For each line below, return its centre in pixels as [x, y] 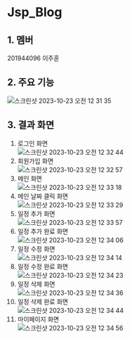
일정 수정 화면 [36, 249]
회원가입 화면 [35, 161]
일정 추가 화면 [36, 213]
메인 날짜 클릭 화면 [43, 196]
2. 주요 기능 [31, 83]
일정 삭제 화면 [36, 284]
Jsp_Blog [35, 12]
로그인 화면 [33, 143]
